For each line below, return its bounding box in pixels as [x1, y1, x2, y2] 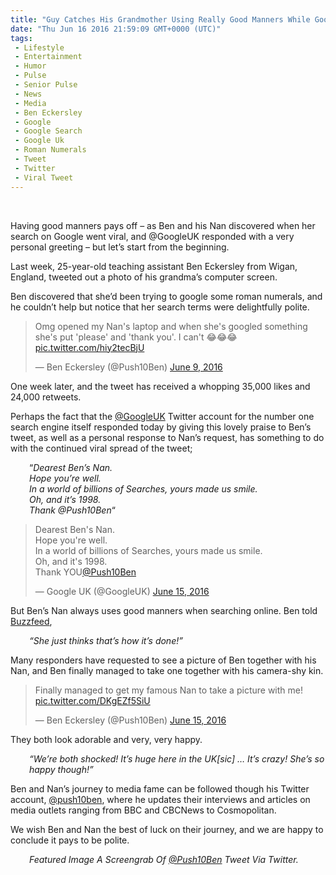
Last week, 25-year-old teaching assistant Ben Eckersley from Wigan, [10, 260, 298, 272]
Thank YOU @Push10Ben [34, 566, 137, 578]
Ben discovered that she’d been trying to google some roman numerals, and [10, 290, 323, 302]
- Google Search [14, 126, 83, 136]
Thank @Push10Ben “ [29, 504, 116, 516]
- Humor [14, 61, 47, 71]
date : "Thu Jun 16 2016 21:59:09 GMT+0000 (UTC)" [10, 24, 222, 34]
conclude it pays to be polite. [10, 834, 130, 846]
